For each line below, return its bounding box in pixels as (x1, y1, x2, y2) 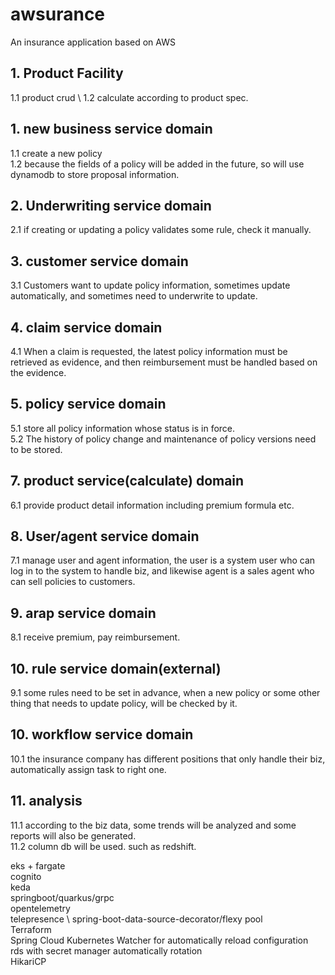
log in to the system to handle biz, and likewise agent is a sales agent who (10, 565, 315, 577)
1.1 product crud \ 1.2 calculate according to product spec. (10, 91, 249, 103)
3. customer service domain (10, 253, 189, 270)
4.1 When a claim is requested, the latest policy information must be (10, 346, 288, 357)
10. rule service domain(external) (10, 660, 222, 677)
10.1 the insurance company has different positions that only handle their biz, (10, 753, 326, 765)
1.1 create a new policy (10, 147, 103, 159)
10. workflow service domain (10, 726, 194, 743)
